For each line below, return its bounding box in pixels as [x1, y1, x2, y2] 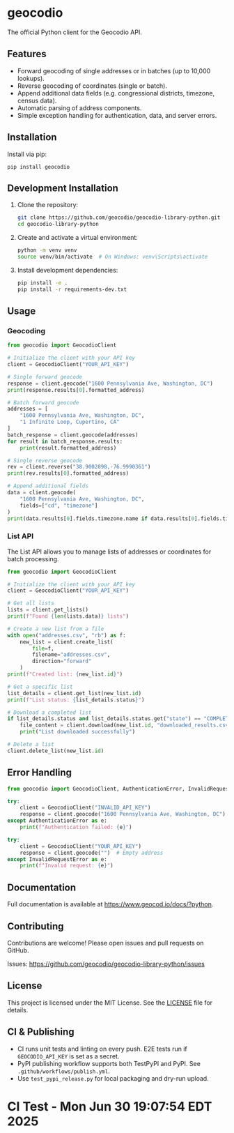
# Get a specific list [7, 683, 73, 690]
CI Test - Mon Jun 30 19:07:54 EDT [7, 1098, 212, 1114]
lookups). [17, 74, 45, 82]
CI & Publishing [7, 1026, 75, 1038]
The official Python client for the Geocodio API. [7, 28, 143, 36]
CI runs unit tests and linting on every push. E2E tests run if [17, 1044, 187, 1053]
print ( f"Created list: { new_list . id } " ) [7, 671, 123, 678]
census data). [17, 96, 57, 105]
